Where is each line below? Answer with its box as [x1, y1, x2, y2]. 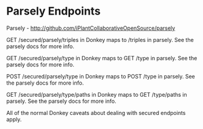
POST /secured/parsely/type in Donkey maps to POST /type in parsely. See [6, 72, 195, 80]
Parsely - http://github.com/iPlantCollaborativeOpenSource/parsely [6, 24, 176, 32]
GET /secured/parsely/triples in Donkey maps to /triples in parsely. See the [6, 36, 194, 43]
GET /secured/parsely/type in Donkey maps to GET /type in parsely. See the [6, 54, 198, 61]
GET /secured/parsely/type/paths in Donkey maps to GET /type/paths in [6, 91, 187, 98]
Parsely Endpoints [6, 4, 101, 18]
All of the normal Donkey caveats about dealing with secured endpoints [6, 109, 186, 116]
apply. [6, 116, 22, 123]
